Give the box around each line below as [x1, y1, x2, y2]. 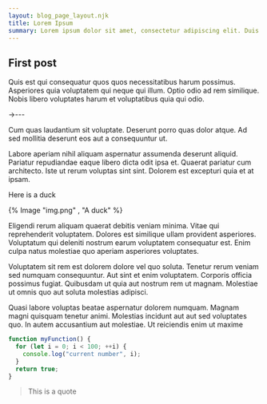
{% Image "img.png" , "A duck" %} [8, 205, 123, 216]
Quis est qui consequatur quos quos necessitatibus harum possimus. [8, 77, 236, 87]
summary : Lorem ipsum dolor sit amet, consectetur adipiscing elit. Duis [8, 26, 260, 34]
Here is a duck [8, 190, 56, 200]
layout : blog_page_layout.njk [8, 11, 110, 20]
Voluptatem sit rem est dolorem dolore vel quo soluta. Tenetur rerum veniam [8, 262, 260, 271]
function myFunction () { [8, 335, 91, 343]
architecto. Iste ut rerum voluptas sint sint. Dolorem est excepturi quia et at [8, 166, 254, 176]
